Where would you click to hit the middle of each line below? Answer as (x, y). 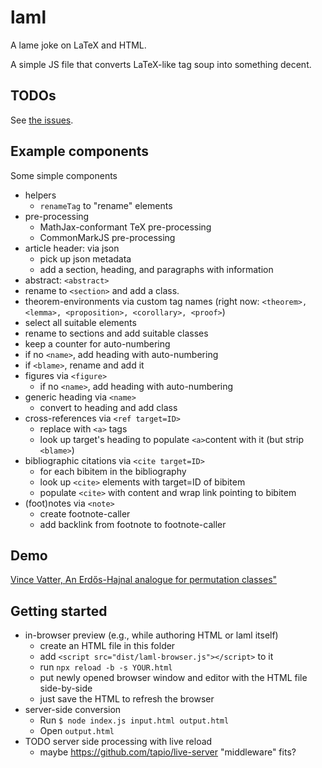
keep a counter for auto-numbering (97, 343)
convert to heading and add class (108, 407)
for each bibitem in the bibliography (113, 471)
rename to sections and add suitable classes (116, 333)
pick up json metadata (85, 258)
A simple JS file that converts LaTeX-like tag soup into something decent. (161, 64)
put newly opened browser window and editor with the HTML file (173, 678)
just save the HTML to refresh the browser (127, 699)
